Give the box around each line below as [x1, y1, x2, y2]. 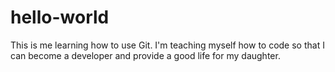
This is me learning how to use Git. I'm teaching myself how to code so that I [10, 39, 325, 51]
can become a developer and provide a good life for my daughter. [10, 49, 281, 61]
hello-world [10, 6, 110, 29]
